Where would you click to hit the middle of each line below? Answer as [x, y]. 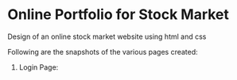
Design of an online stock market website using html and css [107, 36]
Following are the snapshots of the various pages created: [103, 51]
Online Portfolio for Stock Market [118, 15]
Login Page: [39, 67]
